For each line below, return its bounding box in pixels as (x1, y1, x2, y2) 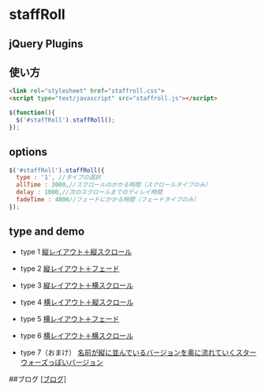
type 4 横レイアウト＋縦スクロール (20, 297, 134, 306)
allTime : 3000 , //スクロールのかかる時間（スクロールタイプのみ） (16, 181, 211, 189)
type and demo (9, 225, 85, 239)
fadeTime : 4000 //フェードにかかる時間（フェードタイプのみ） (16, 196, 200, 204)
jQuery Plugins (9, 37, 84, 51)
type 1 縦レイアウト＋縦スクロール (20, 246, 132, 256)
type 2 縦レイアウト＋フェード (20, 263, 120, 273)
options (9, 145, 48, 159)
